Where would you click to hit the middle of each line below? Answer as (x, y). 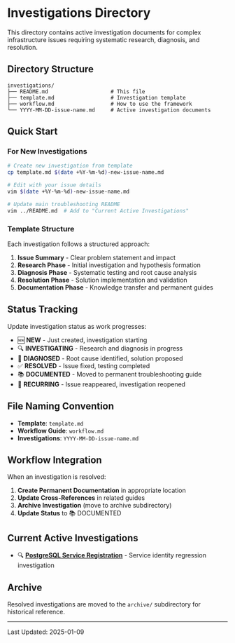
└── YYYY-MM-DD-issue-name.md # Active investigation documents (109, 110)
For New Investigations (47, 151)
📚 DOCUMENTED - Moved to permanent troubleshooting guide (109, 374)
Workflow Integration (55, 460)
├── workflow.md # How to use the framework (100, 104)
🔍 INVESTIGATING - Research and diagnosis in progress (100, 348)
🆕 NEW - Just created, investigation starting (82, 340)
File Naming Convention (60, 406)
